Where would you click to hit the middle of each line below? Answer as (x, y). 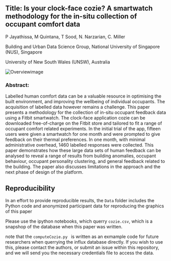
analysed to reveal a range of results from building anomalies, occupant (81, 156)
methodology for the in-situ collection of (71, 17)
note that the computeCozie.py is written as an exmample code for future (82, 236)
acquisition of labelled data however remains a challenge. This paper (78, 107)
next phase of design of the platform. (44, 172)
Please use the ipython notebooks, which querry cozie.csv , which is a (79, 221)
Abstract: (17, 85)
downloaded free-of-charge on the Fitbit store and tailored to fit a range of (84, 123)
